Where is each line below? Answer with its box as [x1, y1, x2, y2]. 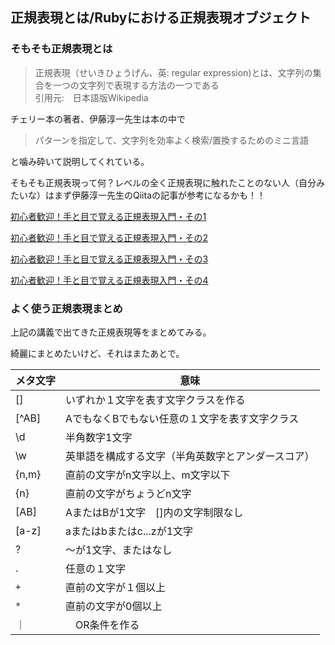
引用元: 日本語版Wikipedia [34, 91, 149, 103]
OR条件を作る [75, 618, 140, 632]
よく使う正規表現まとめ [10, 301, 123, 315]
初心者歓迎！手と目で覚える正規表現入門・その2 [10, 231, 209, 243]
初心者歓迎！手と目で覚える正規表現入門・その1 [10, 210, 207, 222]
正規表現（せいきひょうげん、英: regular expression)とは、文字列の [34, 66, 313, 78]
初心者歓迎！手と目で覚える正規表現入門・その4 [10, 274, 209, 286]
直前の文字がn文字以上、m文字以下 [65, 468, 231, 482]
